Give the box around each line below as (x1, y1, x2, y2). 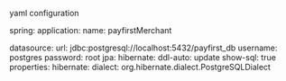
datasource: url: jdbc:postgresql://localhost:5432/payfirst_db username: (9, 42, 278, 53)
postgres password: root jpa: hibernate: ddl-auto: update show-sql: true (9, 52, 277, 62)
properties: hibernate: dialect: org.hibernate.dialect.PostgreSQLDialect (9, 62, 271, 72)
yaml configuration (9, 8, 79, 18)
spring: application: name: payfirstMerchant (9, 25, 172, 35)
